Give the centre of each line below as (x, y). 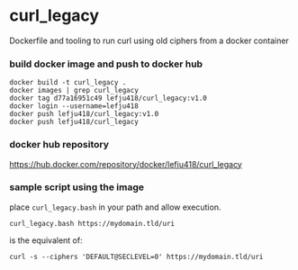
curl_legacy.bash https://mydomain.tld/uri (92, 223)
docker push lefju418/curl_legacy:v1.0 (84, 114)
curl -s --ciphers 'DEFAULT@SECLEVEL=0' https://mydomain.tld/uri (136, 256)
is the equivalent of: (46, 240)
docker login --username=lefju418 (74, 106)
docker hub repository (59, 145)
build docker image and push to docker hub (106, 64)
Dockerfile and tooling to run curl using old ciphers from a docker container (149, 40)
